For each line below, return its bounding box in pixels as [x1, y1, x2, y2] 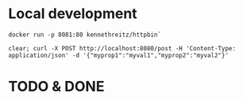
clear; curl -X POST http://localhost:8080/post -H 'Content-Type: [8, 44, 237, 52]
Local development [8, 5, 137, 23]
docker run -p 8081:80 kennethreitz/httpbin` [8, 31, 161, 39]
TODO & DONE [8, 78, 105, 95]
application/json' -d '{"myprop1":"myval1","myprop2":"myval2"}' [8, 51, 229, 59]
